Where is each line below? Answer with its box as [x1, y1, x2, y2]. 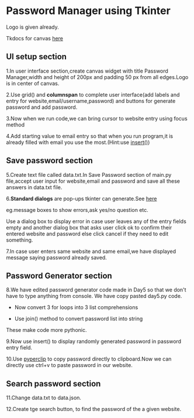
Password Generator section [6, 270, 112, 280]
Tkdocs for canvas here [6, 35, 63, 42]
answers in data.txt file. [6, 183, 63, 191]
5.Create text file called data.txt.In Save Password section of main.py [6, 171, 172, 178]
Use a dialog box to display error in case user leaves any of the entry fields [6, 218, 187, 225]
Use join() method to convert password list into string [14, 315, 143, 323]
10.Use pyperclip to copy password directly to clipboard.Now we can [6, 355, 172, 362]
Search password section [6, 379, 101, 389]
